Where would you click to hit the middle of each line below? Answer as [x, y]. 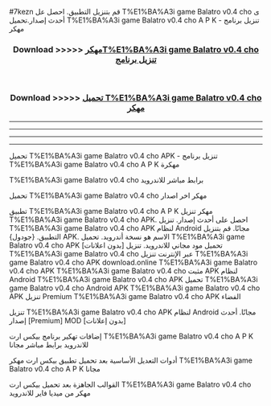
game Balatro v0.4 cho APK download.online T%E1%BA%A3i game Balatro [133, 262]
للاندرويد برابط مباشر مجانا [49, 344]
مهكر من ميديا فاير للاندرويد [50, 392]
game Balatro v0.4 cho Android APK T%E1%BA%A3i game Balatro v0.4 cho [135, 288]
